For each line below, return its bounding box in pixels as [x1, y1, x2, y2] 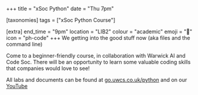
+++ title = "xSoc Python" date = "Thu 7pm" [6, 5, 114, 12]
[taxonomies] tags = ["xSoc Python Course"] [6, 17, 116, 23]
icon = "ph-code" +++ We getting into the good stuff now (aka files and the [6, 34, 191, 41]
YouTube [6, 83, 28, 90]
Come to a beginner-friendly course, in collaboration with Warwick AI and [6, 52, 186, 59]
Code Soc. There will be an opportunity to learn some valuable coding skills [6, 59, 191, 65]
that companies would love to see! [6, 65, 90, 72]
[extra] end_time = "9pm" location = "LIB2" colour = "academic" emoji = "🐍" [6, 28, 193, 35]
